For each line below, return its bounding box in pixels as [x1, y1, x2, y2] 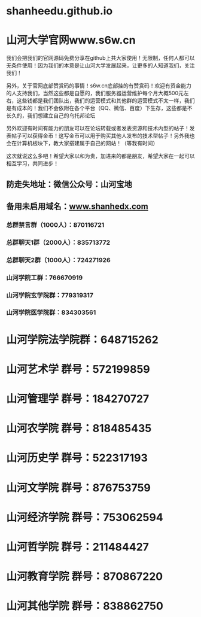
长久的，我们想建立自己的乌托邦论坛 [6, 112, 96, 119]
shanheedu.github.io [6, 4, 113, 18]
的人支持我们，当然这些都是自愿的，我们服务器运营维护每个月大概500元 [6, 90, 184, 97]
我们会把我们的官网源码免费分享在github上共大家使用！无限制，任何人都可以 [6, 54, 195, 62]
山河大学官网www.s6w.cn [6, 34, 136, 47]
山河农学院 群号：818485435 [6, 422, 152, 435]
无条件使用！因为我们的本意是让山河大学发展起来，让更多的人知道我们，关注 [6, 62, 195, 69]
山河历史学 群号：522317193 [6, 451, 148, 465]
